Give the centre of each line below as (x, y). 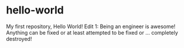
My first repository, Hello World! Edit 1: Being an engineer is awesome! (91, 26)
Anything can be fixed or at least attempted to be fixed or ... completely (92, 32)
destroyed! (19, 39)
